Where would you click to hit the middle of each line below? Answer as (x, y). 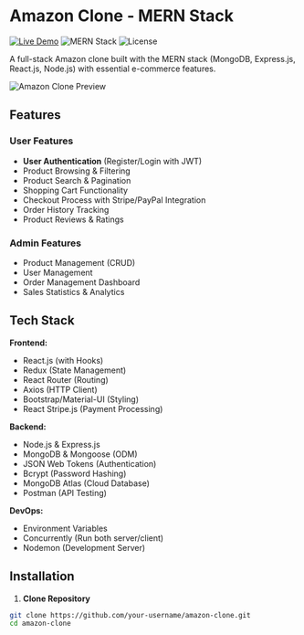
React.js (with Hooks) (63, 360)
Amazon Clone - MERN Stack (122, 16)
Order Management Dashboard (81, 282)
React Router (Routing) (66, 379)
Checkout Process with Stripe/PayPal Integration (114, 200)
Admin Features (46, 243)
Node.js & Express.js (61, 444)
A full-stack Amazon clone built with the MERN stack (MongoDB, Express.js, (152, 58)
